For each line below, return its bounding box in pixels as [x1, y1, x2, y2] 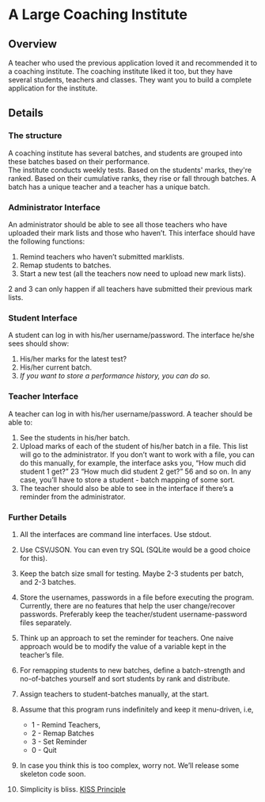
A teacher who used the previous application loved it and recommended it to [8, 58, 258, 67]
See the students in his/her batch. [19, 432, 131, 442]
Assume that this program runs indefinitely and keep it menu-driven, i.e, [19, 704, 254, 714]
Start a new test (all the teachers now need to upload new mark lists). [19, 268, 247, 278]
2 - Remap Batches [31, 728, 95, 738]
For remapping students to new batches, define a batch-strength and [19, 665, 245, 675]
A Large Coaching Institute [8, 6, 188, 24]
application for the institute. [8, 83, 98, 93]
